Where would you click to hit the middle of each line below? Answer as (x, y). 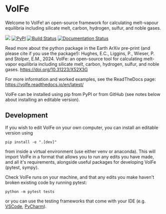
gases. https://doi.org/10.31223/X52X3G (47, 69)
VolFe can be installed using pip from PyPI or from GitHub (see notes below (83, 94)
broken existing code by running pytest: (46, 182)
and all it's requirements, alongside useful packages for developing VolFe (81, 162)
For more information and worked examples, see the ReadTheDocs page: (80, 79)
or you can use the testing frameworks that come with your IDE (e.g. (75, 201)
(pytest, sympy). (22, 167)
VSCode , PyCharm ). (26, 206)
